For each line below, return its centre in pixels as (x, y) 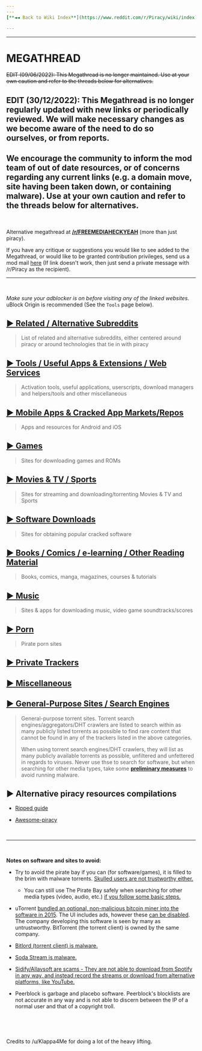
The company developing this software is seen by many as (88, 921)
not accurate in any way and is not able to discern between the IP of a (101, 1000)
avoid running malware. (50, 775)
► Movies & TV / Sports (51, 480)
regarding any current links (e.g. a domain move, (99, 178)
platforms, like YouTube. (45, 982)
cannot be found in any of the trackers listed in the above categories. (106, 737)
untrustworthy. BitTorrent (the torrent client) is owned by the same (97, 928)
